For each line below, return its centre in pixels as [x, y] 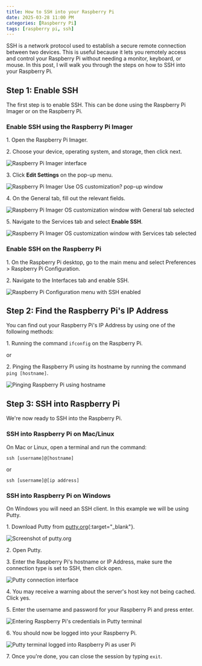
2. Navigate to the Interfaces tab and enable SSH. [68, 280]
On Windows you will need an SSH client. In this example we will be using [97, 508]
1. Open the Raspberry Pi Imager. [47, 140]
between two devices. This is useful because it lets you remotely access [96, 52]
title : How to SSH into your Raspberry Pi [60, 12]
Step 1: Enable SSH [42, 90]
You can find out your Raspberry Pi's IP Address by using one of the [91, 325]
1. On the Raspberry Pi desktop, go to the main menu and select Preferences [101, 262]
